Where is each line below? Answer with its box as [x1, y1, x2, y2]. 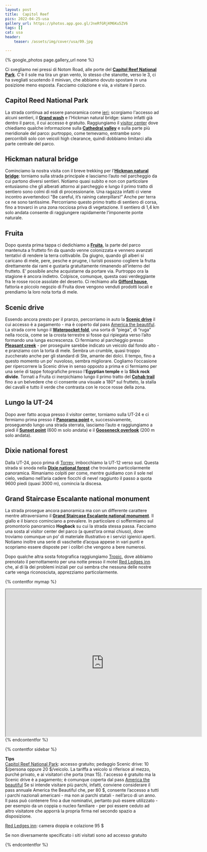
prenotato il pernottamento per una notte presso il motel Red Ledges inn [5, 559, 151, 565]
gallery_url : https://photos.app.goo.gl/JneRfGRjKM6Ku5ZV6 [5, 21, 128, 26]
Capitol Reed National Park [5, 96, 89, 105]
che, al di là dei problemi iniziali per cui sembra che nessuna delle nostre [5, 564, 152, 570]
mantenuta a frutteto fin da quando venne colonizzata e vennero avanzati [5, 247, 153, 253]
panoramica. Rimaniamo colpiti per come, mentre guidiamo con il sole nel [5, 470, 153, 476]
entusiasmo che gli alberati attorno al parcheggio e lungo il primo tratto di [5, 184, 153, 190]
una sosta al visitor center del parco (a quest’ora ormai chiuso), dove [5, 528, 144, 534]
